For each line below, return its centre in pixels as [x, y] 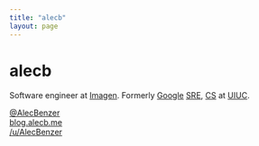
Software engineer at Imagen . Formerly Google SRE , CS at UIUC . [129, 96]
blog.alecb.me [36, 123]
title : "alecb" [38, 18]
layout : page [34, 26]
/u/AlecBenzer [36, 132]
